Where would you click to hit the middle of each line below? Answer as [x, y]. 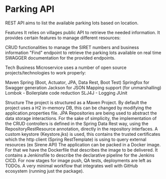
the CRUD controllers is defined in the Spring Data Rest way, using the [77, 123]
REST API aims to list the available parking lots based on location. [72, 23]
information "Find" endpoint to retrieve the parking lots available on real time [83, 53]
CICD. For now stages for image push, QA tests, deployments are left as [78, 160]
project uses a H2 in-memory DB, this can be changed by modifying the [79, 108]
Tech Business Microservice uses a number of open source [66, 67]
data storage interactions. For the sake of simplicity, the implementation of [81, 118]
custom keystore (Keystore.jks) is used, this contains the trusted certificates [83, 134]
